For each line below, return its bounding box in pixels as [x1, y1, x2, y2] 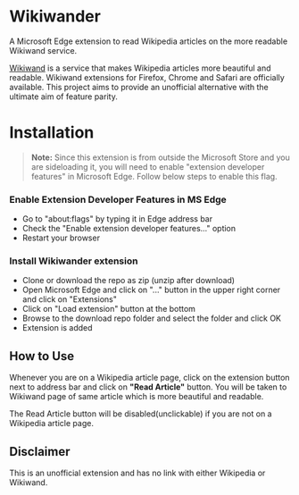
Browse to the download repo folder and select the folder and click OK [21, 313, 282, 323]
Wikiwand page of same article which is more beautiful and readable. [9, 391, 264, 402]
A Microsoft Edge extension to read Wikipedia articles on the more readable [9, 36, 288, 46]
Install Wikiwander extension [9, 255, 138, 267]
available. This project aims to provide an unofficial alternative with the [9, 81, 270, 92]
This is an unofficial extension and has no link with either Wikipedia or [9, 467, 266, 479]
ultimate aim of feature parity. [9, 91, 118, 102]
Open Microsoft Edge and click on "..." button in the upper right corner [21, 284, 281, 296]
